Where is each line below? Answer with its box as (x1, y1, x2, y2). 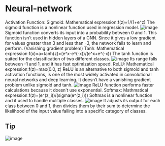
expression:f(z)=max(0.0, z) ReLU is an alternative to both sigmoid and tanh (5, 66, 159, 72)
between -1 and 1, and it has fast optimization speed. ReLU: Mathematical (5, 61, 154, 67)
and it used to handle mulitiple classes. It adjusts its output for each (5, 97, 161, 103)
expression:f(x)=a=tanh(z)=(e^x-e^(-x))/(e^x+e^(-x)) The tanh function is (5, 50, 153, 57)
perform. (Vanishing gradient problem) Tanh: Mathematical (5, 45, 125, 51)
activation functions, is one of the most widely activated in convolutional (5, 71, 152, 77)
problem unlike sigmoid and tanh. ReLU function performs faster (5, 82, 154, 88)
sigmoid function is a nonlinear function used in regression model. (5, 24, 139, 30)
